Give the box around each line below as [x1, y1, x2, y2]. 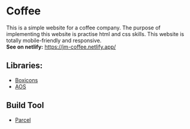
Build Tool [6, 100, 44, 110]
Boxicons [14, 76, 38, 83]
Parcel [14, 116, 31, 124]
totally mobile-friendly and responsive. [6, 37, 102, 44]
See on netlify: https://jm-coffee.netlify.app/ [6, 43, 116, 50]
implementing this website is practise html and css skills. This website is [6, 30, 185, 37]
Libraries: [6, 61, 43, 71]
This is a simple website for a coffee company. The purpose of [6, 24, 161, 31]
